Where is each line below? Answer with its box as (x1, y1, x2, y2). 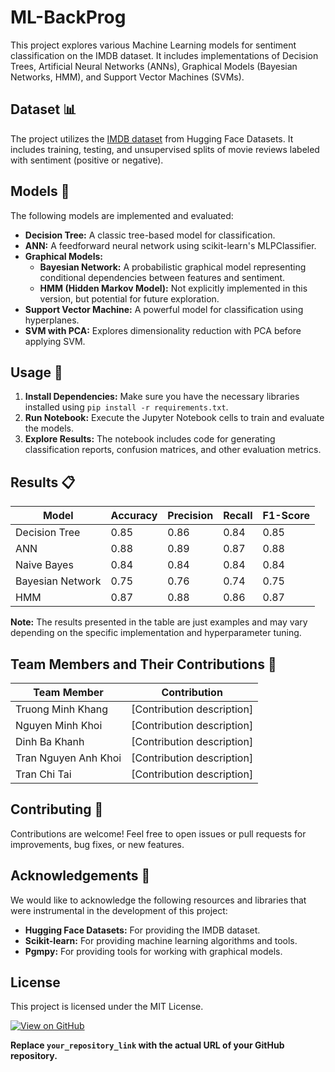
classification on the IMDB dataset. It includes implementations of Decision (10, 49, 319, 61)
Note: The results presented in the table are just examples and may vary (10, 616, 308, 628)
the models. (24, 422, 74, 435)
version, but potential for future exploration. (39, 292, 220, 305)
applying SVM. (24, 335, 86, 347)
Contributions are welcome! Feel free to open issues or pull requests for (10, 827, 307, 840)
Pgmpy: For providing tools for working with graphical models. (24, 945, 283, 957)
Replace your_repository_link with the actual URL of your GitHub (10, 1039, 285, 1051)
